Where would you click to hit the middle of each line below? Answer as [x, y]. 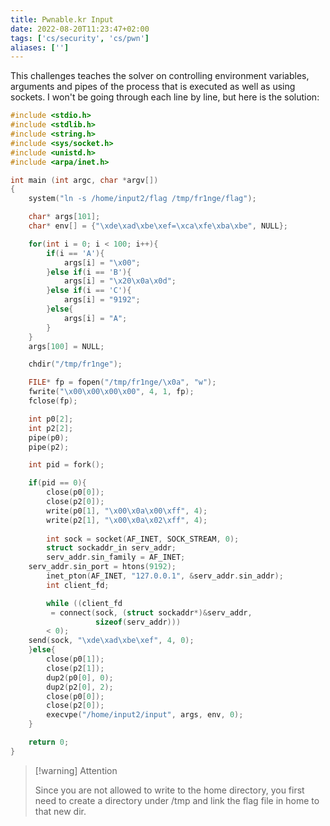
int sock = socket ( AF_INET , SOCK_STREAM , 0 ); [143, 539]
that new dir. [60, 811]
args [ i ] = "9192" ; [102, 300]
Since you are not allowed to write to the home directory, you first [169, 790]
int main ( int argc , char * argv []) [84, 180]
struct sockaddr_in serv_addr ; [111, 548]
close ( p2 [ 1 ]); [75, 668]
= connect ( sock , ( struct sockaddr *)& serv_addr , [151, 612]
